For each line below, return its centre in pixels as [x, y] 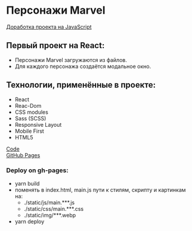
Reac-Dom [28, 105]
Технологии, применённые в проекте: [81, 85]
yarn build [27, 183]
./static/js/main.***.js [49, 202]
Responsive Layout [38, 124]
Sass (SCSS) [30, 118]
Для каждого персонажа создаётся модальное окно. [83, 66]
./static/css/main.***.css [54, 208]
